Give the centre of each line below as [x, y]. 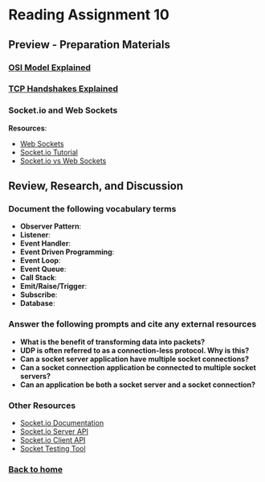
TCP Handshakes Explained [63, 89]
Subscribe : [39, 295]
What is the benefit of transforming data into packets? [112, 342]
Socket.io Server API [54, 431]
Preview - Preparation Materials [90, 45]
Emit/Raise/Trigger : [53, 286]
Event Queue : [43, 269]
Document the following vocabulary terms [92, 209]
